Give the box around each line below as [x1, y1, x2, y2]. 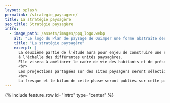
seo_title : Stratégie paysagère [5, 21, 73, 27]
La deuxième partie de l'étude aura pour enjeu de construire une [18, 50, 162, 55]
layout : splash [5, 7, 37, 13]
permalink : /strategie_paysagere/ [5, 12, 78, 17]
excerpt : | [14, 45, 37, 50]
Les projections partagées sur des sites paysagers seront [18, 69, 146, 74]
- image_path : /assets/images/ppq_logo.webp [9, 31, 105, 36]
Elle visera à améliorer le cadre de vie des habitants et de [18, 59, 153, 64]
